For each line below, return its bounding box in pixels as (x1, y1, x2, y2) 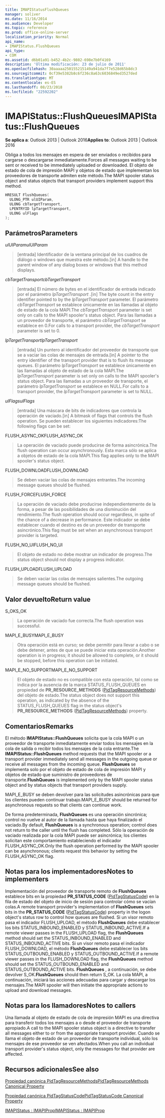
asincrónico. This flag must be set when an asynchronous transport (17, 527, 153, 533)
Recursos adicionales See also (5, 1065, 99, 1074)
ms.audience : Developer (5, 21, 54, 26)
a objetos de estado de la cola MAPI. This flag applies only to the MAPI (17, 453, 159, 459)
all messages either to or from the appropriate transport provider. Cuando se (5, 1030, 160, 1036)
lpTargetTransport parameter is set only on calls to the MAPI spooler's (17, 373, 159, 379)
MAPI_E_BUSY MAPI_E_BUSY (5, 633, 64, 639)
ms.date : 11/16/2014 (5, 16, 48, 21)
